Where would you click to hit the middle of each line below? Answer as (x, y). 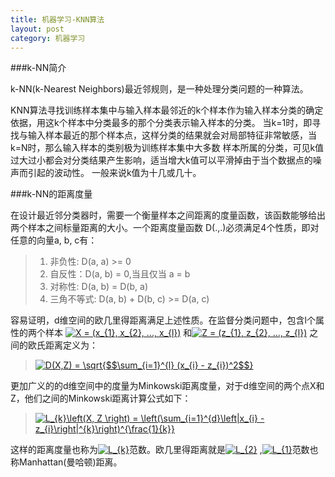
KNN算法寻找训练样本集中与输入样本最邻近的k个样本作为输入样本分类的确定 (167, 110)
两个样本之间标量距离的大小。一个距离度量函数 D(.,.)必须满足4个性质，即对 (165, 228)
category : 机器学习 (48, 38)
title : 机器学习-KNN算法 (57, 19)
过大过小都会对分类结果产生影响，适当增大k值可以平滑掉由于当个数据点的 (161, 160)
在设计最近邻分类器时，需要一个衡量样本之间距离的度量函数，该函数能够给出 (168, 215)
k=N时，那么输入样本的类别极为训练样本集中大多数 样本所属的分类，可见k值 (167, 148)
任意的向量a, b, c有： (54, 240)
